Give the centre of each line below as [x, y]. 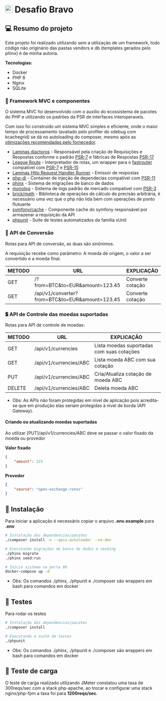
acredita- [149, 400]
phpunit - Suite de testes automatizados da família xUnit [69, 220]
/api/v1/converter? [56, 293]
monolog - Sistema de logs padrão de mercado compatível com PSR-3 [84, 189]
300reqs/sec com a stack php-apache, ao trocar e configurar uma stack [79, 688]
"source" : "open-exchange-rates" [48, 489]
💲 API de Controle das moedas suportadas [57, 314]
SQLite [19, 88]
